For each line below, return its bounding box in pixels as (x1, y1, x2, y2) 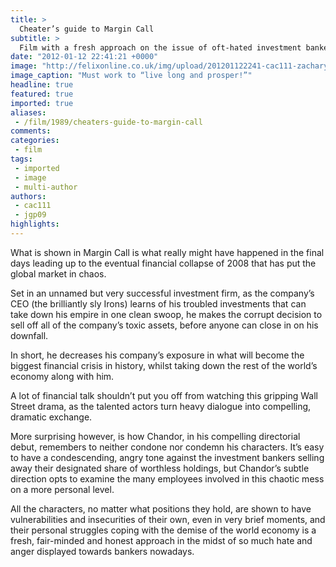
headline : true (10, 80, 74, 90)
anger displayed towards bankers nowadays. (10, 545, 195, 557)
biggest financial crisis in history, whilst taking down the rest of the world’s (10, 359, 318, 371)
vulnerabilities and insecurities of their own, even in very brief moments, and (10, 513, 326, 525)
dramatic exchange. (10, 411, 93, 423)
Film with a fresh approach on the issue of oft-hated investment (19, 42, 302, 53)
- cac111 (14, 201, 52, 211)
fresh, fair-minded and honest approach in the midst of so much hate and (10, 534, 313, 546)
